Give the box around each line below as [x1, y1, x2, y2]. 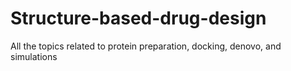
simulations [10, 50, 58, 62]
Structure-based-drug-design [10, 7, 267, 30]
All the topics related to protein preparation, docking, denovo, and [10, 40, 282, 52]
